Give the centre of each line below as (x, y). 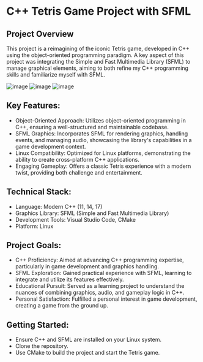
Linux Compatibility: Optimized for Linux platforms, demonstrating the (103, 153)
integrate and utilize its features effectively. (69, 279)
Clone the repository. (42, 346)
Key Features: (33, 106)
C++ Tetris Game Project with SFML (99, 11)
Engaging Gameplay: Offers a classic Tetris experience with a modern (103, 166)
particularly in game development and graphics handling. (87, 266)
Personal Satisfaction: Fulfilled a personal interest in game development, (106, 299)
